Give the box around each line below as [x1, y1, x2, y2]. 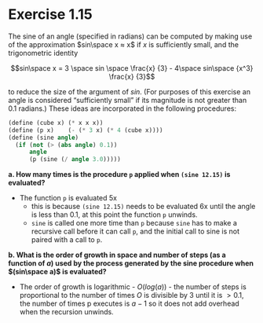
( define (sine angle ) [8, 134, 79, 141]
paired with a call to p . [31, 235, 103, 244]
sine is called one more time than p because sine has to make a [31, 218, 238, 228]
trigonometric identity [8, 48, 79, 57]
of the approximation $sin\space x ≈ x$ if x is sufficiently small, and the [8, 39, 239, 49]
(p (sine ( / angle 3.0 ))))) [28, 156, 122, 163]
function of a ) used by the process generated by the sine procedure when [8, 259, 254, 268]
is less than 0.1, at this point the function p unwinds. [31, 210, 198, 219]
